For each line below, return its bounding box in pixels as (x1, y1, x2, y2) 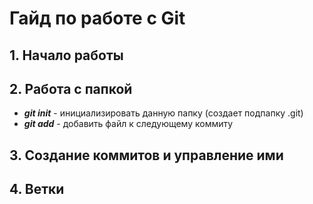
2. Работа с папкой (9, 80, 133, 97)
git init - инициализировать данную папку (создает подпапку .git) (23, 107, 304, 119)
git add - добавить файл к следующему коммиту (23, 118, 234, 130)
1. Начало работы (9, 47, 124, 64)
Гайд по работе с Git (9, 7, 186, 30)
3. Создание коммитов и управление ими (9, 147, 284, 164)
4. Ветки (9, 181, 65, 198)
